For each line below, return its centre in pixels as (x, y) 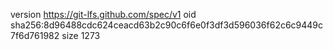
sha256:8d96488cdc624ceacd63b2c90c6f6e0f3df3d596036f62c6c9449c (167, 25)
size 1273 (81, 35)
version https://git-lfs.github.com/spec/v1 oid (103, 14)
